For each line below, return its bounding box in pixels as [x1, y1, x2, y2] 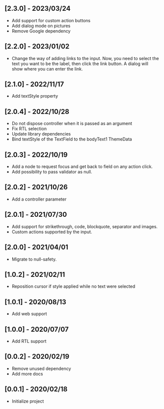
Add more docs [11, 371, 43, 376]
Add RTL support [11, 338, 47, 344]
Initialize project [11, 398, 44, 404]
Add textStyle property [11, 93, 58, 99]
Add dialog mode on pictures [11, 23, 71, 29]
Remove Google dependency [11, 28, 71, 34]
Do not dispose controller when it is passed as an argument [11, 121, 133, 127]
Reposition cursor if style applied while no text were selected [11, 283, 136, 289]
